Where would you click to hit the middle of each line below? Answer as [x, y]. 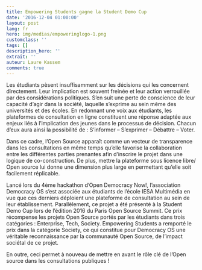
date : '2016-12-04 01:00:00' [43, 17]
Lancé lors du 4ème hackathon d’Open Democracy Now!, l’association [93, 185]
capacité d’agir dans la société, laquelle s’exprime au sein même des [91, 104]
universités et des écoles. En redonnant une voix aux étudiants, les [89, 111]
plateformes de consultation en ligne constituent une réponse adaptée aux [99, 117]
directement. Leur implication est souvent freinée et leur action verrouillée [98, 92]
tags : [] [17, 46]
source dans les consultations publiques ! [58, 261]
